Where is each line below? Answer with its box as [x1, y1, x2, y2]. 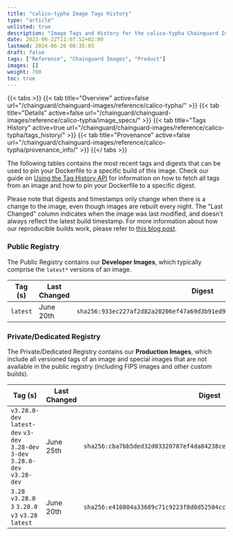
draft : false [7, 49, 45, 56]
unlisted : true [7, 23, 51, 30]
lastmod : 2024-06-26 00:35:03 [7, 42, 95, 49]
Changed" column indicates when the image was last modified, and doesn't [7, 210, 223, 218]
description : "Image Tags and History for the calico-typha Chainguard [7, 29, 218, 37]
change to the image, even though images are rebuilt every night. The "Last [7, 203, 223, 211]
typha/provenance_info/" [7, 145, 78, 154]
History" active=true [7, 123, 65, 132]
